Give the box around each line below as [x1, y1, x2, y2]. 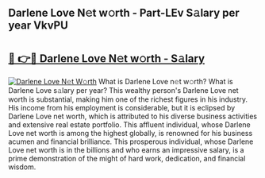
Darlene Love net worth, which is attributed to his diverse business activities [8, 111, 258, 121]
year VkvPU [8, 19, 69, 33]
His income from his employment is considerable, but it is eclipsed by [8, 103, 236, 112]
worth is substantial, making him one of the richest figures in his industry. [8, 95, 248, 104]
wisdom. [8, 162, 36, 172]
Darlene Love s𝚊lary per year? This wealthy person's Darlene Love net [8, 86, 240, 95]
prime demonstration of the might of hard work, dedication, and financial [8, 154, 246, 163]
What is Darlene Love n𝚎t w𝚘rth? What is [98, 77, 233, 86]
